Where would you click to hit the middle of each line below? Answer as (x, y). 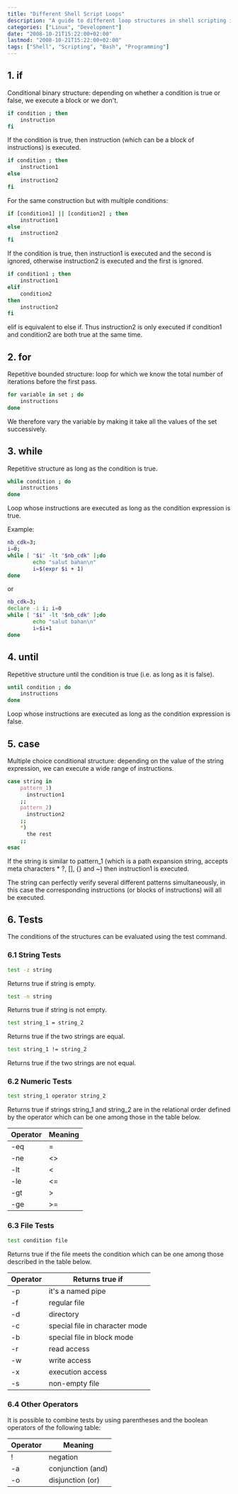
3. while (25, 451)
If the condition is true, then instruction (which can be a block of (101, 140)
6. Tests (25, 919)
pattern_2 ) (36, 808)
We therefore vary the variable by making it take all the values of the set (112, 421)
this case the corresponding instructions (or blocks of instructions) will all (114, 890)
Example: (21, 529)
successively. (27, 429)
